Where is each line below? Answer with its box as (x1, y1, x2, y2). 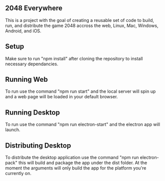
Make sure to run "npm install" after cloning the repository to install (5, 55, 143, 61)
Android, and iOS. (5, 27, 41, 34)
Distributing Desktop (5, 141, 71, 150)
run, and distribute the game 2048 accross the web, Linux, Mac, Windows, (5, 22, 159, 28)
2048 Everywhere (5, 4, 63, 12)
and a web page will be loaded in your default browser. (5, 94, 118, 100)
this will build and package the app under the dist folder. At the (18, 160, 148, 166)
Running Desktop (5, 108, 60, 117)
